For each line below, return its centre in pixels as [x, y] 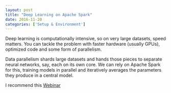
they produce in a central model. [40, 75]
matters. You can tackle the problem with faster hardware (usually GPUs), [82, 44]
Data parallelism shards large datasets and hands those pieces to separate [84, 59]
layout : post [19, 10]
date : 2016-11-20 [24, 19]
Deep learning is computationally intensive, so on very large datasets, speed [86, 39]
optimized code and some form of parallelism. [54, 49]
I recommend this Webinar [33, 85]
